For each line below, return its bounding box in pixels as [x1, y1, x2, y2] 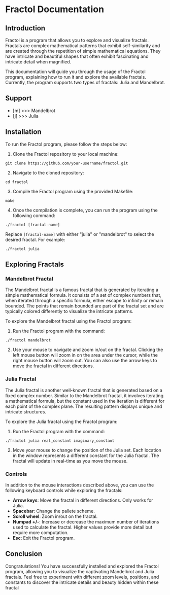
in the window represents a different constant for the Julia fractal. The [12, 452, 159, 459]
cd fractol [5, 179, 28, 185]
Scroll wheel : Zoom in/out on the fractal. [12, 513, 98, 519]
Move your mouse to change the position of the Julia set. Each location [12, 447, 161, 453]
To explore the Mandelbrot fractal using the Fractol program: [5, 318, 132, 324]
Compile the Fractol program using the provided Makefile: [12, 188, 133, 194]
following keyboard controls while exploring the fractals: [5, 487, 123, 493]
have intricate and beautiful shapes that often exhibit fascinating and [5, 53, 149, 59]
